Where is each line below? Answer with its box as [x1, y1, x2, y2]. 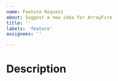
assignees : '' [6, 31, 42, 37]
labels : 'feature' [6, 25, 53, 32]
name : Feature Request [6, 8, 64, 15]
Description [6, 62, 67, 76]
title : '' [6, 20, 31, 26]
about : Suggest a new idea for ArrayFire [6, 14, 113, 20]
